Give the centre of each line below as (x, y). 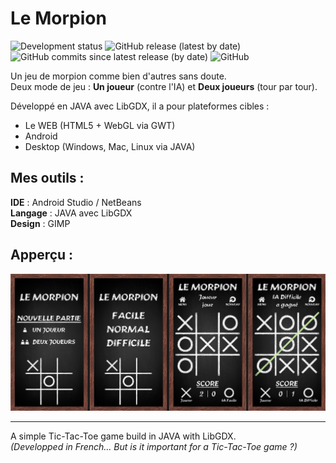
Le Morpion (58, 18)
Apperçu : (42, 255)
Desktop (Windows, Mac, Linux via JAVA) (110, 146)
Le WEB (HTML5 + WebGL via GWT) (100, 125)
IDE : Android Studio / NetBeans (76, 202)
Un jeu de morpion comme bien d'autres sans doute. (118, 76)
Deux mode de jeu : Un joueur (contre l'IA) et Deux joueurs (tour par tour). (164, 86)
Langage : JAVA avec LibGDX (71, 213)
